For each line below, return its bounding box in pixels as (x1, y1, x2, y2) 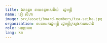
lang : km (5, 30, 23, 35)
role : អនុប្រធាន (5, 26, 33, 31)
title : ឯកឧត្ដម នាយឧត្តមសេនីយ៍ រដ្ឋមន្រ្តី (5, 7, 72, 12)
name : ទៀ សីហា (5, 12, 33, 17)
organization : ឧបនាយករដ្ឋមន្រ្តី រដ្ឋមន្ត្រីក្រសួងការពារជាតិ (5, 21, 95, 26)
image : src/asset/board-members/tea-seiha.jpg (5, 16, 103, 21)
